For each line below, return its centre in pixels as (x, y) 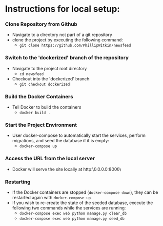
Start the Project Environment (41, 125)
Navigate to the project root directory (49, 68)
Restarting (18, 182)
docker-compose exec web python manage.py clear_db (73, 213)
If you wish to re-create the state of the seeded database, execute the (82, 203)
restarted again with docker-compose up (51, 197)
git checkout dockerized (45, 84)
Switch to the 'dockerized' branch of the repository (67, 58)
